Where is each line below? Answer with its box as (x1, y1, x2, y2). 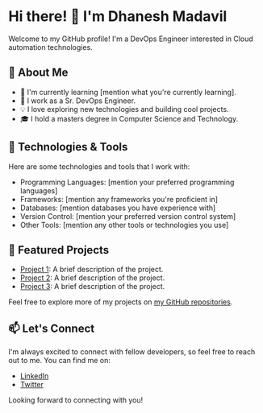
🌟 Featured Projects (8, 243, 110, 257)
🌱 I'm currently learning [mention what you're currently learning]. (19, 87, 236, 97)
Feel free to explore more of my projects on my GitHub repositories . (8, 297, 233, 307)
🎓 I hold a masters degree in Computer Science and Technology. (19, 114, 239, 123)
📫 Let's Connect (8, 321, 95, 335)
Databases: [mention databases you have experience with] (19, 203, 216, 213)
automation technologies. (8, 42, 93, 52)
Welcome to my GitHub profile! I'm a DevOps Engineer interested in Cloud (8, 34, 254, 43)
